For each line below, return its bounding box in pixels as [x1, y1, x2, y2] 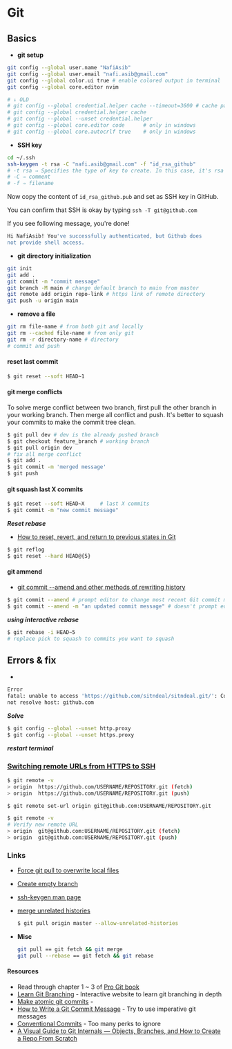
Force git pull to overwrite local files [17, 866, 119, 874]
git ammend [7, 567, 43, 576]
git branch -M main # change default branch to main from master [7, 284, 199, 292]
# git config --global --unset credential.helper [7, 116, 153, 123]
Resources [7, 967, 39, 976]
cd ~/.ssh [7, 154, 36, 161]
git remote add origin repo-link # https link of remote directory [7, 291, 206, 298]
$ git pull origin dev [7, 444, 72, 451]
